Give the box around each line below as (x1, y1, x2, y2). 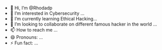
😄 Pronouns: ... (10, 34, 43, 40)
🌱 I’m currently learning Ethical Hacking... (10, 16, 98, 21)
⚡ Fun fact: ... (10, 40, 38, 46)
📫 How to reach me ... (10, 27, 58, 33)
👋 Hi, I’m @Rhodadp (10, 5, 53, 11)
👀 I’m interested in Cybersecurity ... (10, 10, 85, 16)
